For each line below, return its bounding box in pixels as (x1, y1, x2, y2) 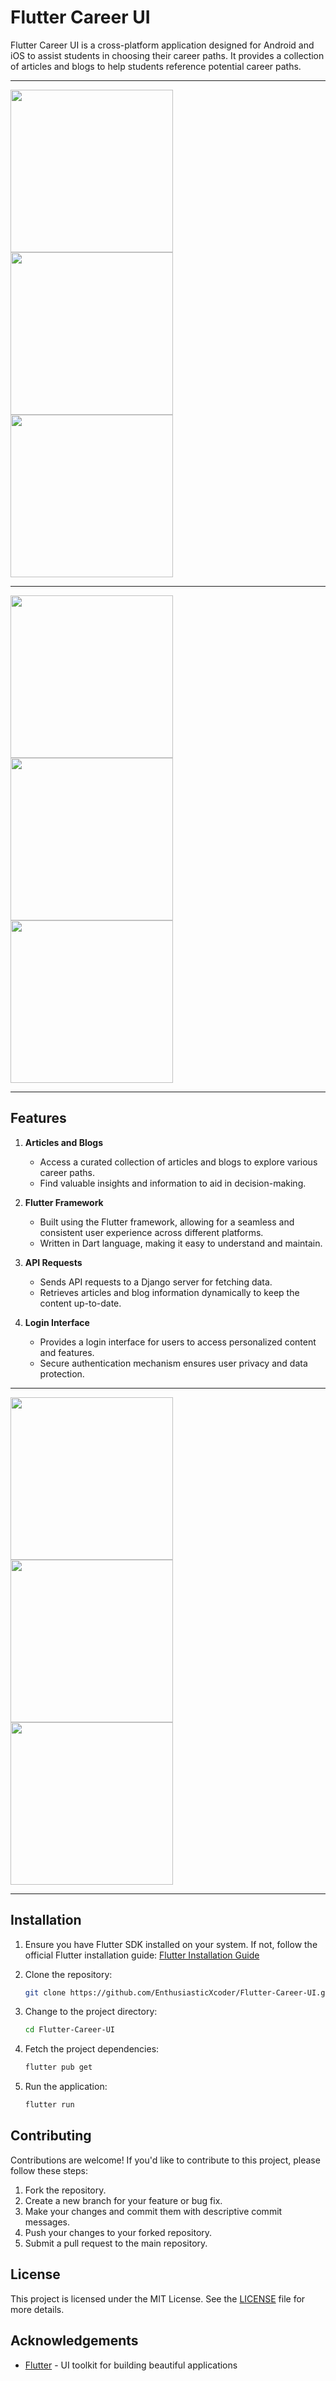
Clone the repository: (24, 1968, 113, 1980)
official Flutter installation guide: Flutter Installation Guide (24, 1949, 260, 1961)
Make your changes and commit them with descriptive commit (24, 2205, 283, 2217)
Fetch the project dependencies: (24, 2043, 160, 2055)
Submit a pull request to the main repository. (24, 2237, 208, 2249)
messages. (24, 2216, 71, 2228)
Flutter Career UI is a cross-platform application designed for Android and (10, 39, 315, 51)
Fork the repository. (24, 2184, 107, 2196)
